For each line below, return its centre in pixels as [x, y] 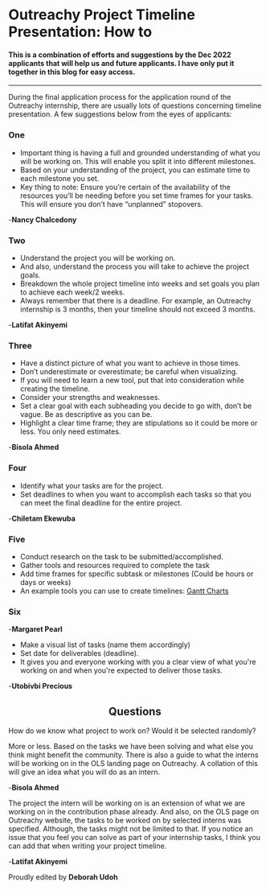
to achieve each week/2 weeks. [72, 292]
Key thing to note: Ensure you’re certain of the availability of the [125, 187]
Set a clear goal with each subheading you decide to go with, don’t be [136, 406]
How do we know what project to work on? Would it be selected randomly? [132, 731]
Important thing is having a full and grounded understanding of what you [140, 152]
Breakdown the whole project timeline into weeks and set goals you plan [139, 283]
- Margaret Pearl [35, 629]
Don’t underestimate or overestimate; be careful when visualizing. [129, 372]
